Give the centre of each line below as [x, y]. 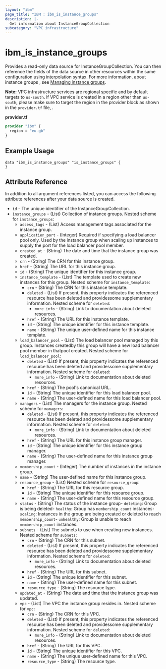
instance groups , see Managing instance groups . [56, 82]
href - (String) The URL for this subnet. [67, 572]
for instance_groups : [33, 219]
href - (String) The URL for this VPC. [64, 646]
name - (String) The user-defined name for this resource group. [91, 498]
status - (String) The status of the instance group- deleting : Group [88, 503]
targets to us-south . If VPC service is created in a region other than [73, 97]
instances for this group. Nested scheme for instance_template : [85, 282]
